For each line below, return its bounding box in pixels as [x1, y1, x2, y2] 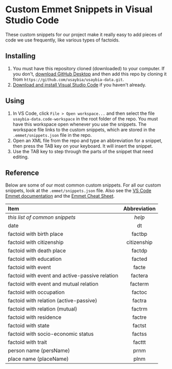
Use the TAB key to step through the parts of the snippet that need [12, 148, 154, 154]
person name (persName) [8, 347, 70, 354]
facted [132, 255, 147, 262]
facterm [130, 280, 149, 288]
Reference [5, 168, 39, 177]
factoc [132, 289, 147, 296]
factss [132, 331, 147, 338]
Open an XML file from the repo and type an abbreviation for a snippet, [12, 137, 163, 143]
